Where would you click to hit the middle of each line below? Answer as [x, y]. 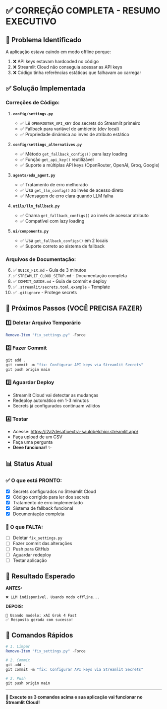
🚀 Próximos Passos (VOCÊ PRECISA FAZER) [74, 308]
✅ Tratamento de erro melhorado [54, 184]
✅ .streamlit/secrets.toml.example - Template [61, 287]
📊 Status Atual [29, 464]
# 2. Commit [18, 660]
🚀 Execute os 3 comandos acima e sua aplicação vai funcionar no [74, 697]
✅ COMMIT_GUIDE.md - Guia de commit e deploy [60, 281]
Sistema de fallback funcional [43, 508]
